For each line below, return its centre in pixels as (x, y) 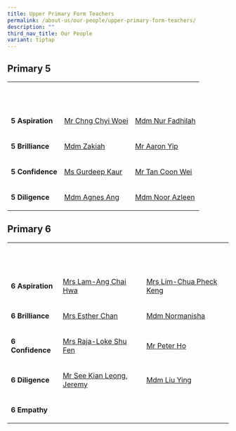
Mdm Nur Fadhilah (165, 120)
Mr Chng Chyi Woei (96, 120)
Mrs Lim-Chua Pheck (182, 281)
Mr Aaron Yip (156, 146)
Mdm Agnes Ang (92, 197)
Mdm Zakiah (85, 146)
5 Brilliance (30, 146)
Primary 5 (29, 69)
